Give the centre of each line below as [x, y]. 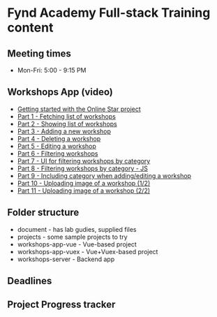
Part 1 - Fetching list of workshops [67, 116]
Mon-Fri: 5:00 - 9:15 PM [52, 70]
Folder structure [43, 213]
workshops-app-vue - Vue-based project [77, 244]
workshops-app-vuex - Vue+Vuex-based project [88, 251]
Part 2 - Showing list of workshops [67, 124]
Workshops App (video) [60, 92]
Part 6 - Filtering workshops [58, 153]
